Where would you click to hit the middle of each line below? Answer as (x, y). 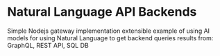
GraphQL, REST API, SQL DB (48, 45)
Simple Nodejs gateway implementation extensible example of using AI (109, 31)
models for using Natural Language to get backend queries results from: (110, 38)
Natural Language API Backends (102, 12)
